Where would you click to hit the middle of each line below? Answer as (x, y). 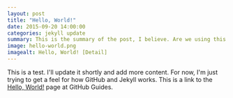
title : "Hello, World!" (42, 20)
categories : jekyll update (46, 33)
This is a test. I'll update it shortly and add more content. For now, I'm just (113, 72)
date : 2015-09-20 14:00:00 (46, 26)
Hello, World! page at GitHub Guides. (60, 87)
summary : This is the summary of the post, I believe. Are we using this (117, 40)
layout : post (26, 14)
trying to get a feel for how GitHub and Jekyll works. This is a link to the (110, 79)
